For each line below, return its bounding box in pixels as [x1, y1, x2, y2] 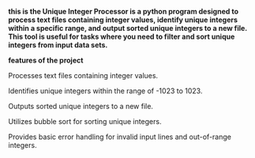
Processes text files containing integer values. [8, 71, 159, 80]
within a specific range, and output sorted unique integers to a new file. [8, 24, 247, 32]
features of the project [8, 55, 84, 65]
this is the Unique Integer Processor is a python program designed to [8, 7, 239, 16]
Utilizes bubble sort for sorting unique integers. [8, 117, 162, 126]
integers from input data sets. [8, 40, 108, 50]
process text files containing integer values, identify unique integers [8, 15, 238, 24]
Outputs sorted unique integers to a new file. [8, 102, 154, 111]
